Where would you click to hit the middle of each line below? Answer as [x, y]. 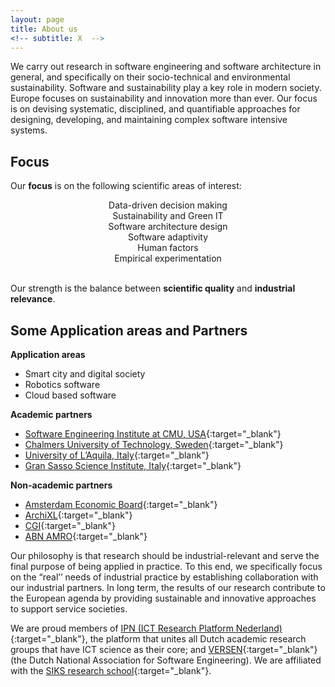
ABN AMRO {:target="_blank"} [86, 536]
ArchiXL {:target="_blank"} [78, 515]
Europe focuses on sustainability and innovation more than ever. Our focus [164, 98]
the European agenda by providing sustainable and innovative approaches [163, 598]
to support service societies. [69, 609]
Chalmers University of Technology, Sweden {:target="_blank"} [154, 444]
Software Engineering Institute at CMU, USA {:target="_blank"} [153, 434]
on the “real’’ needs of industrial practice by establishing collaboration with [164, 577]
